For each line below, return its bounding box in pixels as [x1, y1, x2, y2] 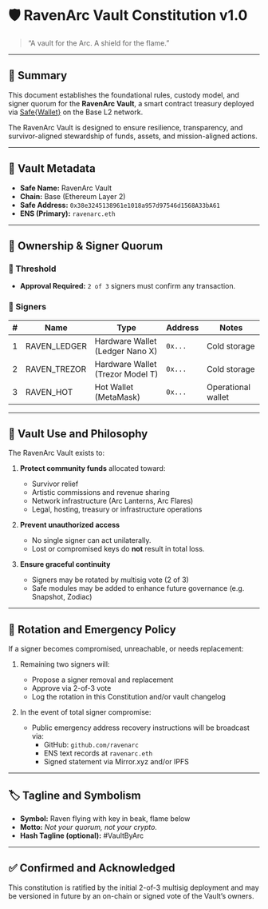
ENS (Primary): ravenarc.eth [19, 209, 116, 218]
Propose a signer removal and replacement [31, 675, 174, 684]
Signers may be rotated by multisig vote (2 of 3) [31, 575, 189, 584]
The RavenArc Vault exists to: [8, 449, 105, 458]
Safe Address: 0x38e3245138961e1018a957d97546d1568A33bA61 [19, 200, 221, 209]
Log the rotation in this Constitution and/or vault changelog [31, 692, 226, 702]
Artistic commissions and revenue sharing [31, 488, 170, 497]
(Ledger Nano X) [94, 345, 158, 357]
